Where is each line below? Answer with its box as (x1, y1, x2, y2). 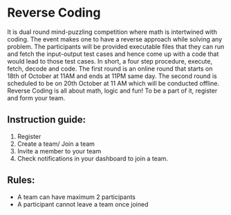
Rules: (7, 174, 35, 186)
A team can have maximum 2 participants (17, 192, 136, 201)
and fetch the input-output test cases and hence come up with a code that (7, 50, 219, 58)
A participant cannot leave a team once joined (17, 200, 149, 208)
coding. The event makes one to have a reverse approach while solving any (7, 35, 223, 43)
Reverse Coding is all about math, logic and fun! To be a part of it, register (7, 86, 218, 95)
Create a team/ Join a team (17, 140, 95, 148)
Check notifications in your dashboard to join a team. (17, 154, 168, 162)
